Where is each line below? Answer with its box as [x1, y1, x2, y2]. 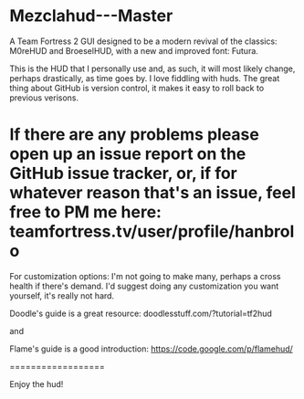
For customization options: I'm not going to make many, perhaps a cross [9, 270, 281, 281]
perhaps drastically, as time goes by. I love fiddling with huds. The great [9, 72, 280, 83]
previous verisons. [9, 92, 79, 103]
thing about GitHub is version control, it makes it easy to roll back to [9, 82, 265, 93]
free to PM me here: [9, 202, 162, 223]
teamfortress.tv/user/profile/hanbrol [9, 221, 295, 242]
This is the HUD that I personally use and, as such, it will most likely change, [9, 63, 296, 74]
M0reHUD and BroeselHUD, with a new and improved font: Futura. [9, 45, 258, 56]
